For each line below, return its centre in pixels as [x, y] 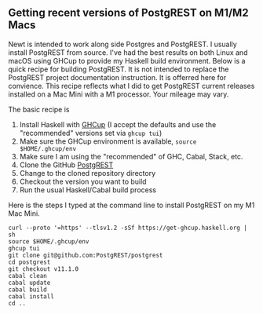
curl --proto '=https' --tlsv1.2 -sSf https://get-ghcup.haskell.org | [128, 228]
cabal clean [27, 276]
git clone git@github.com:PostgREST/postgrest [86, 255]
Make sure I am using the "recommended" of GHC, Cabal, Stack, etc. [131, 156]
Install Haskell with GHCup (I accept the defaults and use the [118, 124]
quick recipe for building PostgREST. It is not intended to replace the [119, 69]
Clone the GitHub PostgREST [66, 165]
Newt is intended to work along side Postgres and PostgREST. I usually [122, 44]
